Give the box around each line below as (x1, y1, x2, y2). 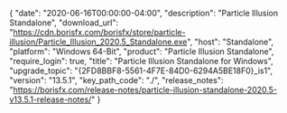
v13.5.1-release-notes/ (9, 94, 92, 105)
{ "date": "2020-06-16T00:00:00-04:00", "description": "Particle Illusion (9, 8, 279, 18)
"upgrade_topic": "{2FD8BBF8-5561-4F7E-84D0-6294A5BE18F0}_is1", (9, 65, 273, 76)
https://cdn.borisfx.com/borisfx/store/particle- (13, 27, 187, 37)
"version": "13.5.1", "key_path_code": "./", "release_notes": (9, 75, 224, 85)
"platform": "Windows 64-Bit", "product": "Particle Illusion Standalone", (9, 46, 274, 57)
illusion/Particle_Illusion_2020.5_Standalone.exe (9, 36, 188, 47)
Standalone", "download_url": (9, 17, 119, 28)
